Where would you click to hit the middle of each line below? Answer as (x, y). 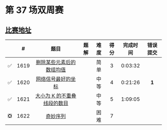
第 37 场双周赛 (34, 10)
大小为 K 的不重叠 (56, 96)
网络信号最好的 (53, 79)
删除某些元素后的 (56, 62)
